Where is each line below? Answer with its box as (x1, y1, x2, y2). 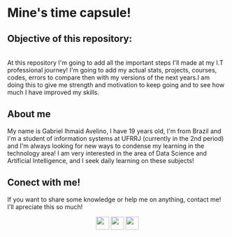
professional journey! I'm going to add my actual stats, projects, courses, (7, 66, 217, 74)
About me (7, 108, 51, 120)
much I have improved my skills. (7, 89, 100, 96)
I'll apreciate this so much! (7, 202, 83, 211)
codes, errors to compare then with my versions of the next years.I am (7, 73, 210, 82)
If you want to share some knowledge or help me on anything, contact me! (7, 195, 222, 204)
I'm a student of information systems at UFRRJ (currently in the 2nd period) (7, 134, 224, 142)
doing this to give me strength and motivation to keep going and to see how (7, 81, 225, 89)
